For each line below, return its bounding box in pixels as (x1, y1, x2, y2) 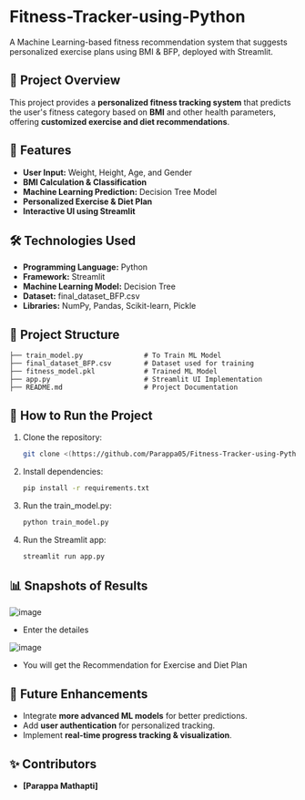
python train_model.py (22, 518, 109, 527)
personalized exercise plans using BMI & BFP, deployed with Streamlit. (9, 46, 273, 56)
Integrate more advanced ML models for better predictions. (22, 711, 248, 722)
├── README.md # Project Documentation (9, 383, 239, 393)
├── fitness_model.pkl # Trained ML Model (9, 367, 219, 376)
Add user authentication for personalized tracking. (22, 720, 216, 731)
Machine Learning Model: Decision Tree (22, 281, 176, 292)
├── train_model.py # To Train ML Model (9, 351, 222, 361)
